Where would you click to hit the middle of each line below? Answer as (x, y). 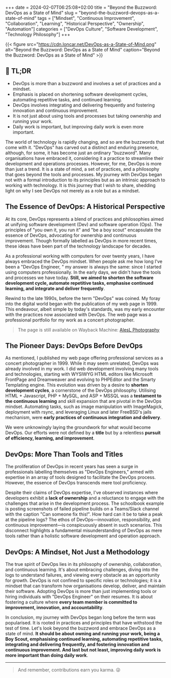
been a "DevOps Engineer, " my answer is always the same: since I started (83, 266)
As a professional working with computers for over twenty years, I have (80, 256)
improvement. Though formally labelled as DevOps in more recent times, (81, 240)
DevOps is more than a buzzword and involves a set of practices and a (87, 83)
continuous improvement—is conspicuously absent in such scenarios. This (84, 525)
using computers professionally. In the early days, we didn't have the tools (83, 272)
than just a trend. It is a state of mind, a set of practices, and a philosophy (82, 169)
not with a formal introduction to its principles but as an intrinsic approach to (85, 180)
